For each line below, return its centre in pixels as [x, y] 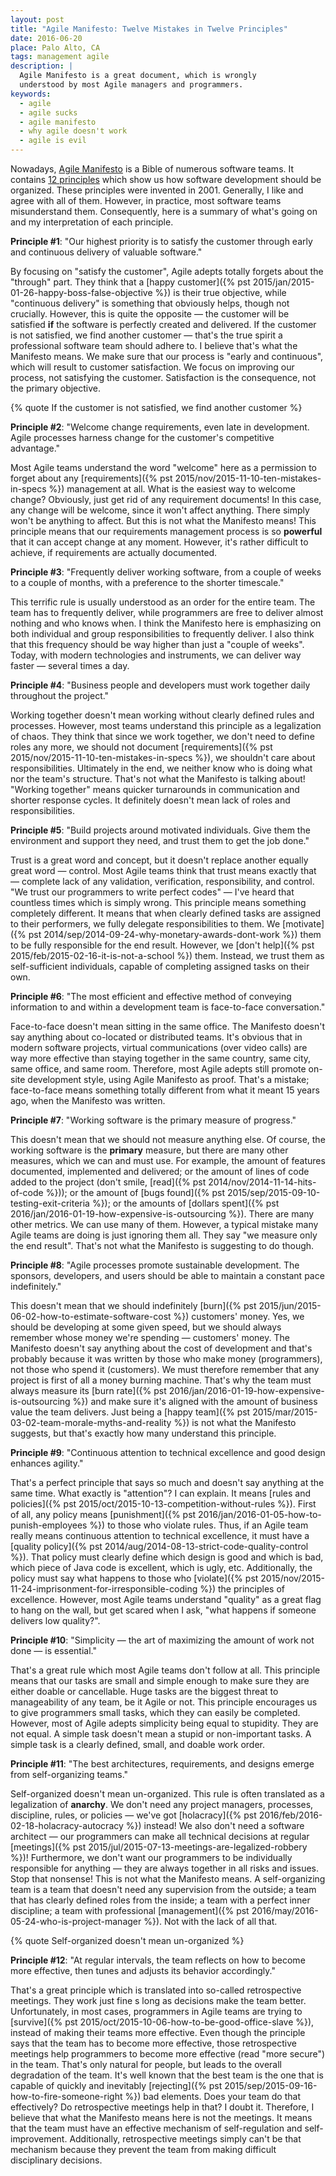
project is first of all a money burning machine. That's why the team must [161, 1380]
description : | [42, 66]
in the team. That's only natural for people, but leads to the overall [146, 2064]
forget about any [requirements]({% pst [91, 478]
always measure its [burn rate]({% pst [88, 1390]
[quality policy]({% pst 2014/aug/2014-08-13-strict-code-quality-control [159, 1546]
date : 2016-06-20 [46, 38]
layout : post [37, 19]
